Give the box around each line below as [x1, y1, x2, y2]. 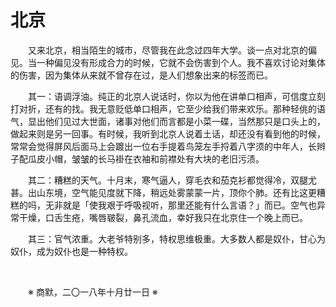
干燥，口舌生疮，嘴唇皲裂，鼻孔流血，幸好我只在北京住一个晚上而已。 [18, 211, 308, 223]
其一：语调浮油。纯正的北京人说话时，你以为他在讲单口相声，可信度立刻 [28, 90, 326, 102]
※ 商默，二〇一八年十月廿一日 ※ [28, 286, 158, 298]
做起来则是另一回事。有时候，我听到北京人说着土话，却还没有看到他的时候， [10, 127, 326, 140]
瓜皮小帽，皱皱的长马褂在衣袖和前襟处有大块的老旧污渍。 [27, 152, 265, 165]
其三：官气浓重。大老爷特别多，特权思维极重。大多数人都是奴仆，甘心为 [28, 232, 326, 245]
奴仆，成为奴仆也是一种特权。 [10, 245, 133, 257]
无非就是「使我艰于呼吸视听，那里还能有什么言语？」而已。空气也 [44, 199, 317, 211]
